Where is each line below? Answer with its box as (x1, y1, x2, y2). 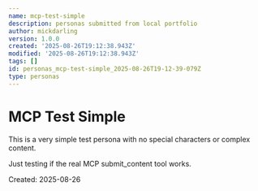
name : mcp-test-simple (8, 11, 85, 20)
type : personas (8, 72, 60, 80)
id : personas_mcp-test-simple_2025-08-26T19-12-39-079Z (8, 65, 201, 73)
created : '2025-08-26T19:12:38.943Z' (8, 42, 136, 50)
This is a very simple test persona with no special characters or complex (8, 134, 251, 144)
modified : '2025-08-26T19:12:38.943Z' (8, 50, 140, 58)
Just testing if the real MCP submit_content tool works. (8, 158, 192, 168)
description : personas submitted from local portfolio (8, 20, 198, 28)
